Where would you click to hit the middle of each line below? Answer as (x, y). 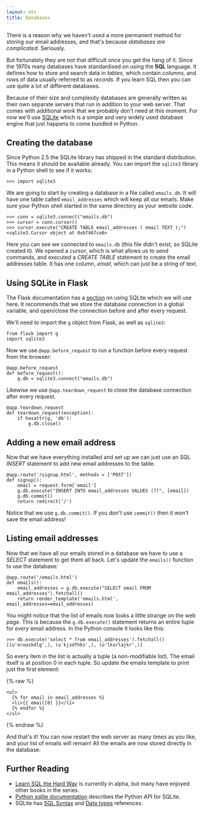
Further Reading (38, 769)
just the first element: (33, 669)
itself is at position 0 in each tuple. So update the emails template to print (98, 662)
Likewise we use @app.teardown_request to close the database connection (99, 390)
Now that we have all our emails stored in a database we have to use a (94, 553)
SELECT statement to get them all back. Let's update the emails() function (100, 560)
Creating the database (50, 143)
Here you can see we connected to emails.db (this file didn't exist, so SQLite (102, 244)
